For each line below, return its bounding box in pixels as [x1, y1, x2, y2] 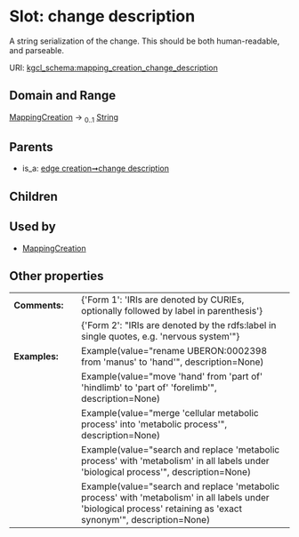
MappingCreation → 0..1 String [9, 111, 118, 124]
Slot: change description [9, 6, 196, 27]
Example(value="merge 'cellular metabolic [81, 407, 260, 420]
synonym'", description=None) [81, 514, 211, 526]
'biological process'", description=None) [81, 466, 252, 478]
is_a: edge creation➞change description [21, 163, 170, 174]
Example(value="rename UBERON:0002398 [81, 345, 267, 357]
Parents [9, 140, 53, 155]
